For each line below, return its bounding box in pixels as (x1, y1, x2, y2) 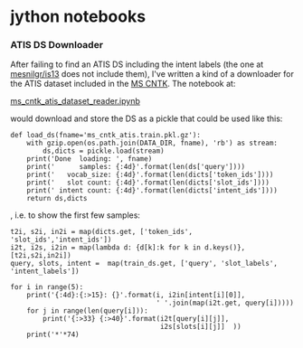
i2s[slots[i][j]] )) (159, 323, 242, 332)
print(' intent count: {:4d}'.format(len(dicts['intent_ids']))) (26, 186, 279, 195)
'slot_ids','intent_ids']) (10, 235, 112, 245)
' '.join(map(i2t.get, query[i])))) (156, 298, 295, 308)
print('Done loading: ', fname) (26, 155, 153, 164)
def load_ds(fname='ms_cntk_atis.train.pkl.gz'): (10, 131, 202, 140)
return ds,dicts (26, 194, 89, 203)
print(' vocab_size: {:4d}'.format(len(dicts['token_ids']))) (26, 170, 274, 180)
